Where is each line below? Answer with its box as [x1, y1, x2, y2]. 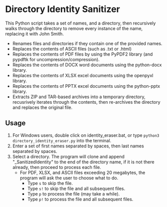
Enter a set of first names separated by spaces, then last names [12, 143, 144, 149]
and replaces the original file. [12, 104, 72, 110]
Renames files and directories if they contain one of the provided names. [12, 40, 162, 46]
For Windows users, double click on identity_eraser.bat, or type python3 [12, 132, 159, 138]
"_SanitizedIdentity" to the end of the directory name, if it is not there [12, 159, 154, 165]
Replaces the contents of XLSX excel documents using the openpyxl [12, 72, 153, 78]
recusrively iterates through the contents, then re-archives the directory [12, 99, 161, 105]
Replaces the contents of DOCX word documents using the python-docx [12, 62, 162, 68]
